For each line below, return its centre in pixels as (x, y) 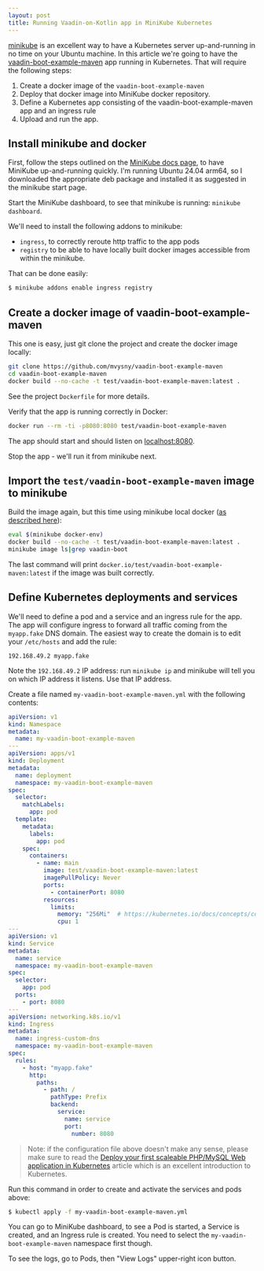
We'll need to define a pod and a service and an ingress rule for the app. (125, 616)
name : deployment (44, 775)
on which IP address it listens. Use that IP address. (90, 679)
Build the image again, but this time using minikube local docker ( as (117, 512)
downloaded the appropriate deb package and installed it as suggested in (127, 179)
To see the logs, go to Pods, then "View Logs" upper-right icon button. (122, 1258)
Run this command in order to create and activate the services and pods (125, 1189)
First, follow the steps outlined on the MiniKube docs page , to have (116, 163)
